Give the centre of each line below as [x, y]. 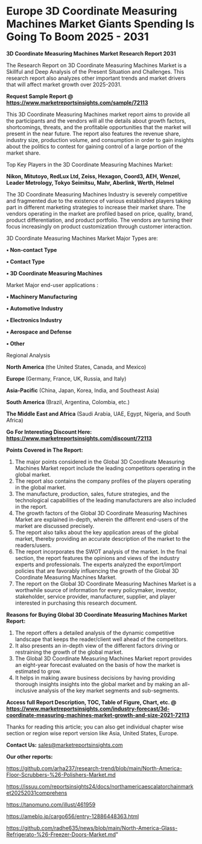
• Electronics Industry [34, 320]
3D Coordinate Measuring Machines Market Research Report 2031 [91, 53]
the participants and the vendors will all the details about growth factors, [96, 121]
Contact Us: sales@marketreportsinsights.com [65, 745]
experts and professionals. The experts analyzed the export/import [98, 564]
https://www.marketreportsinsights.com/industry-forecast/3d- [88, 709]
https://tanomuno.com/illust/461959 [51, 804]
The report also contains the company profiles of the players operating [103, 481]
